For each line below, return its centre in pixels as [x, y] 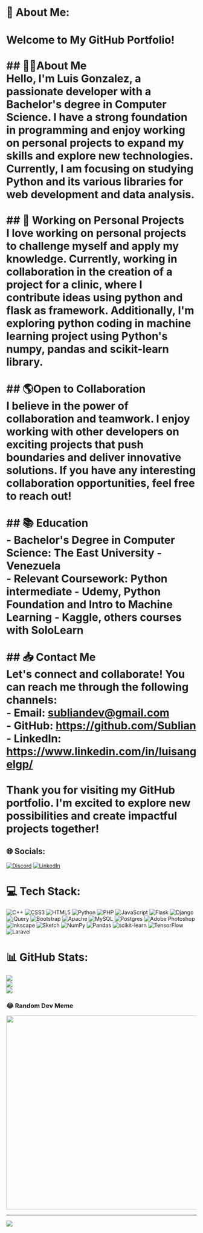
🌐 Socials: [26, 851]
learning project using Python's [87, 336]
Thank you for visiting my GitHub [91, 790]
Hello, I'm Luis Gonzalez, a [74, 79]
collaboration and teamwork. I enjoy [98, 419]
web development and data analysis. [101, 195]
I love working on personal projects [96, 233]
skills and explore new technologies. [100, 156]
